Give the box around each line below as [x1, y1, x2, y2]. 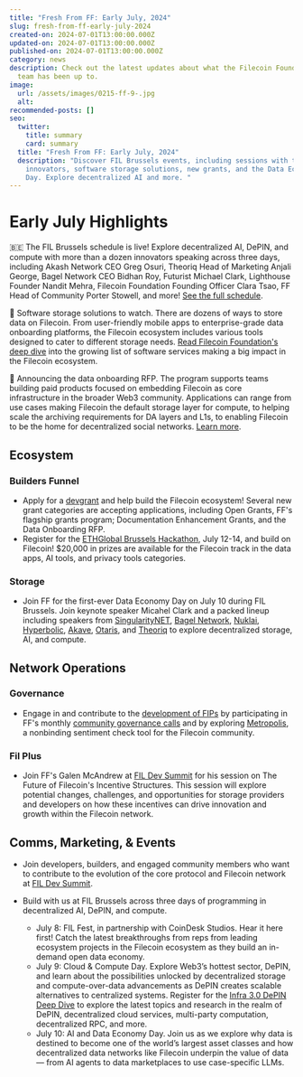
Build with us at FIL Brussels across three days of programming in [22, 895, 267, 906]
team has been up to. [17, 72, 99, 81]
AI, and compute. [22, 634, 87, 645]
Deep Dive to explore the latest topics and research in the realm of [35, 999, 282, 1010]
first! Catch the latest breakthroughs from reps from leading [35, 932, 259, 942]
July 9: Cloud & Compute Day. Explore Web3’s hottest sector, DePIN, [35, 960, 291, 971]
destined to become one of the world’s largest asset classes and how [35, 1037, 294, 1048]
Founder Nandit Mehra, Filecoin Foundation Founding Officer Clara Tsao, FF [9, 281, 291, 292]
